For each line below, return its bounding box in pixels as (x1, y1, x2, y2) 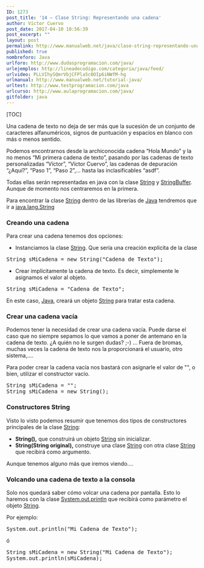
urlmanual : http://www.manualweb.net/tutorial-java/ (6, 77, 143, 83)
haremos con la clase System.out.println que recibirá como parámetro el (6, 495, 187, 503)
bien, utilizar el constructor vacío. (6, 370, 90, 378)
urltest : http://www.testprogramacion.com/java (6, 83, 129, 89)
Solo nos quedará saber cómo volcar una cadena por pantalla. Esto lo (6, 489, 181, 496)
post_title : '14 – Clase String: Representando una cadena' (6, 15, 162, 21)
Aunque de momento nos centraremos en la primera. (6, 185, 138, 192)
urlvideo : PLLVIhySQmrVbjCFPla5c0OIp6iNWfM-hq (6, 71, 126, 77)
